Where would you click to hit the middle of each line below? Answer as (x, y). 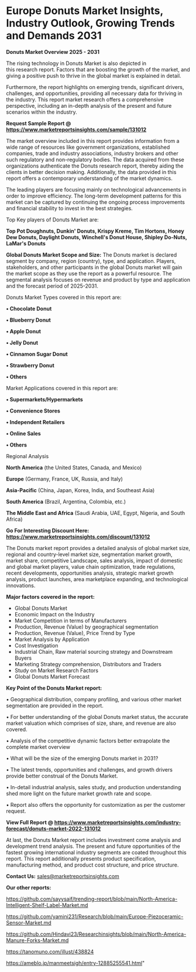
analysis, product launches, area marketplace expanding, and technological (97, 579)
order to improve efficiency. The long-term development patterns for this (94, 196)
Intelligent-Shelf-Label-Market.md (47, 905)
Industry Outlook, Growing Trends (91, 23)
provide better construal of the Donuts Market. (62, 776)
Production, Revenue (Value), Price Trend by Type (75, 633)
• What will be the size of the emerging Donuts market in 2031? (82, 758)
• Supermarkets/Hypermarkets (44, 399)
